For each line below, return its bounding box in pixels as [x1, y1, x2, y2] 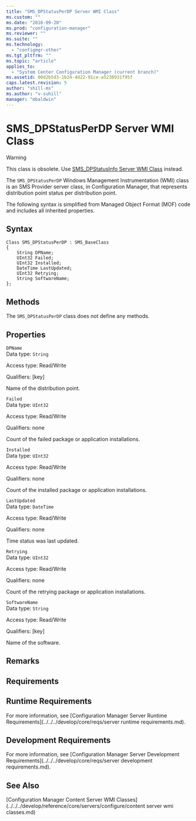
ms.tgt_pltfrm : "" [6, 52, 51, 58]
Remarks [6, 656, 40, 666]
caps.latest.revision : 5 [6, 80, 67, 86]
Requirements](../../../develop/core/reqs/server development [6, 757, 153, 764]
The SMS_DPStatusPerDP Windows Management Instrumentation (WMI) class [6, 176, 190, 183]
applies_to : [6, 63, 35, 70]
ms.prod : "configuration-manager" [6, 25, 91, 31]
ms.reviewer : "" [6, 31, 46, 37]
